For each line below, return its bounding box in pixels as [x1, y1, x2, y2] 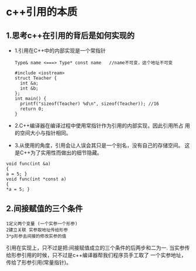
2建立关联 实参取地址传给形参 [6, 227, 68, 233]
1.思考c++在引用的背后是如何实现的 [6, 30, 135, 40]
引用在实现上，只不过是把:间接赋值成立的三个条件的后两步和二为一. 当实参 [6, 244, 185, 251]
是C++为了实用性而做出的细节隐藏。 [14, 149, 102, 156]
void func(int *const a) [6, 176, 67, 182]
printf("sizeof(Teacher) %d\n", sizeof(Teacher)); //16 [20, 101, 159, 107]
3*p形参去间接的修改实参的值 [6, 233, 67, 239]
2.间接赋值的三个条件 [6, 204, 83, 214]
